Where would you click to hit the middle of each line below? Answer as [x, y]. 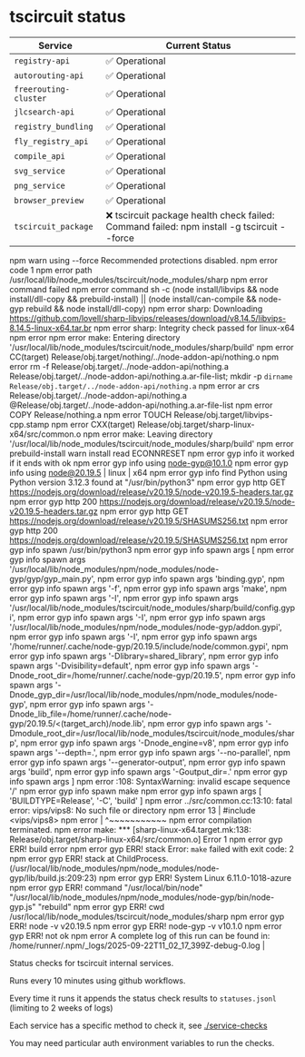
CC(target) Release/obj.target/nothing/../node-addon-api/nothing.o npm [144, 357]
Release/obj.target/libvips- [223, 414]
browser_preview [49, 200]
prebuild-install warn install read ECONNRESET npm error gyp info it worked [152, 453]
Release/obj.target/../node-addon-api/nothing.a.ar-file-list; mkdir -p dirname [151, 376]
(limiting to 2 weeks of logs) [61, 1008]
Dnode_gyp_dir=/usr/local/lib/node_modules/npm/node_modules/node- [144, 694]
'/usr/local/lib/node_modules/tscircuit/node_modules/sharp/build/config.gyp [152, 608]
